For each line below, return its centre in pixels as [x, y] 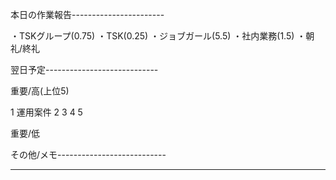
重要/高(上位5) [40, 91]
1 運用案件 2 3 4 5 [46, 112]
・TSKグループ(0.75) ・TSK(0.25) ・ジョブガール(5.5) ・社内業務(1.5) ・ [158, 36]
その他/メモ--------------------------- [88, 154]
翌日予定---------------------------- [84, 69]
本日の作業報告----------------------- [87, 14]
